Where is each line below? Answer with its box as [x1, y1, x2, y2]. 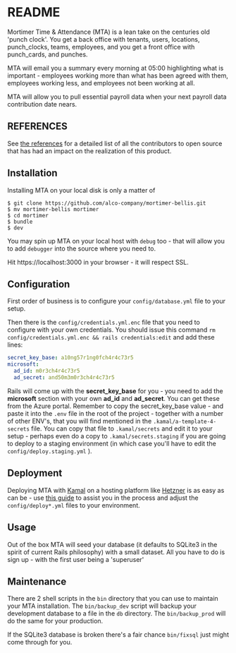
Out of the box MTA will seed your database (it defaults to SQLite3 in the [7, 540, 218, 549]
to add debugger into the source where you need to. [7, 244, 156, 253]
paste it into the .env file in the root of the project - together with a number [7, 409, 224, 417]
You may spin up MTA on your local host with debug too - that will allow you [7, 236, 225, 245]
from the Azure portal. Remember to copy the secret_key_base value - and [7, 402, 224, 410]
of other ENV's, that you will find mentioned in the [7, 417, 152, 425]
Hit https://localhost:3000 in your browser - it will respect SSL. [7, 258, 189, 266]
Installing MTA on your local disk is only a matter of [7, 186, 156, 194]
